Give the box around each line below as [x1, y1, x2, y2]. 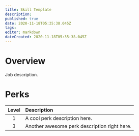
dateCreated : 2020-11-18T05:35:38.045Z [5, 35, 87, 40]
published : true [5, 16, 38, 21]
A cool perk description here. [25, 114, 92, 121]
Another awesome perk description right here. [25, 123, 132, 130]
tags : [5, 25, 16, 30]
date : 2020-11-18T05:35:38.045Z [5, 21, 71, 26]
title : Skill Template [5, 7, 52, 12]
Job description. [5, 71, 38, 77]
